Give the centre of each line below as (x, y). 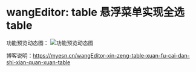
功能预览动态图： (28, 43)
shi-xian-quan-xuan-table (38, 62)
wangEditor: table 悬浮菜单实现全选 (96, 12)
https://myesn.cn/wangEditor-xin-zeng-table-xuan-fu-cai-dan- (111, 55)
